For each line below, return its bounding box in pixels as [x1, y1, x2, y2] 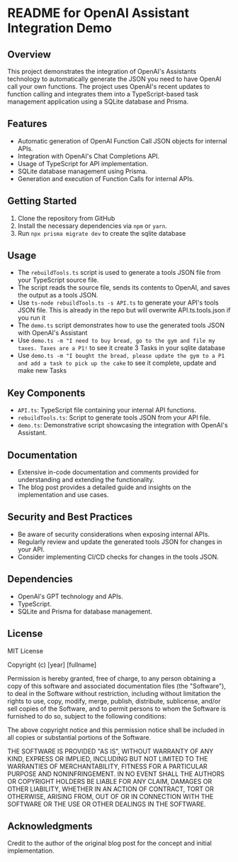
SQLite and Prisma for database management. [17, 607, 152, 616]
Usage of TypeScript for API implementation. [17, 159, 149, 168]
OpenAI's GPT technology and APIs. [17, 591, 123, 601]
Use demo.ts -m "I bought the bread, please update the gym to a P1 [17, 351, 225, 360]
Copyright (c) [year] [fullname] [7, 660, 97, 669]
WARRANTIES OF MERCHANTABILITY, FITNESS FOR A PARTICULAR [7, 762, 208, 770]
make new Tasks [17, 366, 67, 375]
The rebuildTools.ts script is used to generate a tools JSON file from [17, 268, 221, 277]
